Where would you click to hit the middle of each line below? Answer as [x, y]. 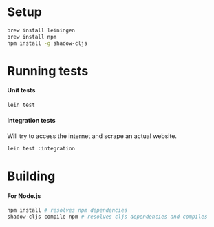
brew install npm [32, 37]
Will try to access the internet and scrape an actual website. [92, 136]
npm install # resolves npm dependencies [67, 210]
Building [31, 176]
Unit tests [21, 90]
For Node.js [24, 196]
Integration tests [32, 121]
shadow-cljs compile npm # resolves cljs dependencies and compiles [107, 217]
